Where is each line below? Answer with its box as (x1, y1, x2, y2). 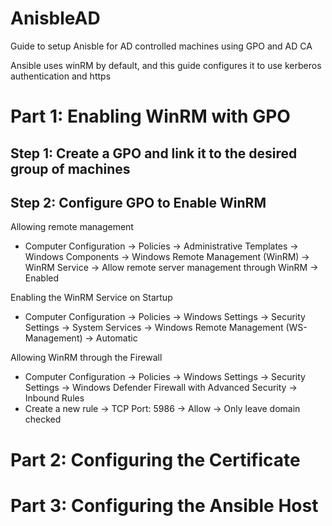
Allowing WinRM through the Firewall (10, 352, 163, 364)
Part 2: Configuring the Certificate (10, 448, 301, 471)
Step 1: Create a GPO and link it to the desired (10, 145, 298, 162)
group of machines (10, 160, 131, 177)
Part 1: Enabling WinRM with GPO (10, 105, 291, 128)
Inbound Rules (24, 392, 85, 404)
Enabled (24, 272, 60, 284)
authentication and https (10, 70, 112, 82)
